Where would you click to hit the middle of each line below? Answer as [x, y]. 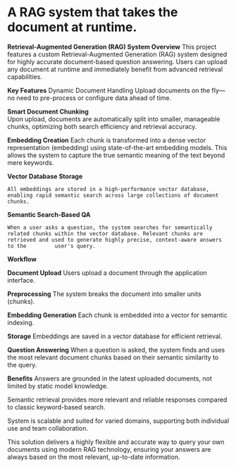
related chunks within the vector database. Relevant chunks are [105, 233]
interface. [21, 280]
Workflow [22, 259]
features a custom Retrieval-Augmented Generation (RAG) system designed [117, 54]
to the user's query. [52, 246]
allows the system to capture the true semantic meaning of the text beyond [116, 155]
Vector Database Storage [45, 176]
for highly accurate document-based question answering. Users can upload [117, 61]
